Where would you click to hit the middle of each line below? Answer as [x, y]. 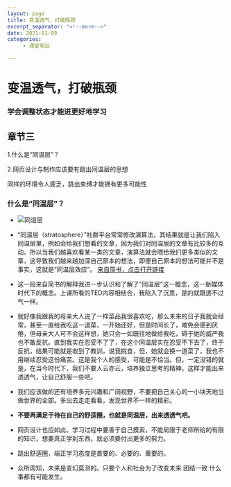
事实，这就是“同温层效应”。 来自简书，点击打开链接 [91, 270]
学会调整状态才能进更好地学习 [57, 112]
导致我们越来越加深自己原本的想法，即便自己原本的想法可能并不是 [130, 261]
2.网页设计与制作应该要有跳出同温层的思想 [68, 169]
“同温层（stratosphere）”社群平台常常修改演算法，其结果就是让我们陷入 [119, 235]
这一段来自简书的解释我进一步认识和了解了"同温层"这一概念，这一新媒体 [120, 284]
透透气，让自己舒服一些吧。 [57, 377]
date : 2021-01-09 [32, 33]
